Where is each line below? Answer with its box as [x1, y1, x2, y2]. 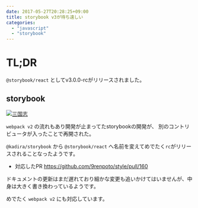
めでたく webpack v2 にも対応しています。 [6, 195, 108, 202]
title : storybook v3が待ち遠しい [6, 14, 84, 20]
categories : [6, 19, 36, 25]
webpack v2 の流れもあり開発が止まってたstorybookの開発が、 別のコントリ [6, 122, 190, 130]
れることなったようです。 [16, 150, 79, 157]
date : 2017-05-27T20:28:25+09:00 [6, 8, 89, 15]
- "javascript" [11, 25, 49, 31]
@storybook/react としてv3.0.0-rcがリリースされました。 [6, 76, 145, 83]
